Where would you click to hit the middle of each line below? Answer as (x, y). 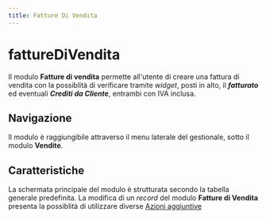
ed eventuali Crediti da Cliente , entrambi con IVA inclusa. (102, 93)
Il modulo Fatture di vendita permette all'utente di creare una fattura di (124, 77)
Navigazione (40, 118)
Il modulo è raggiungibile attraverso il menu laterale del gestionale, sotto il (129, 137)
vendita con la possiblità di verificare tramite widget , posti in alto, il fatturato (133, 85)
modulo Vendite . (36, 145)
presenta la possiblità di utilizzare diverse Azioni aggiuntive (105, 206)
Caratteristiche (46, 170)
